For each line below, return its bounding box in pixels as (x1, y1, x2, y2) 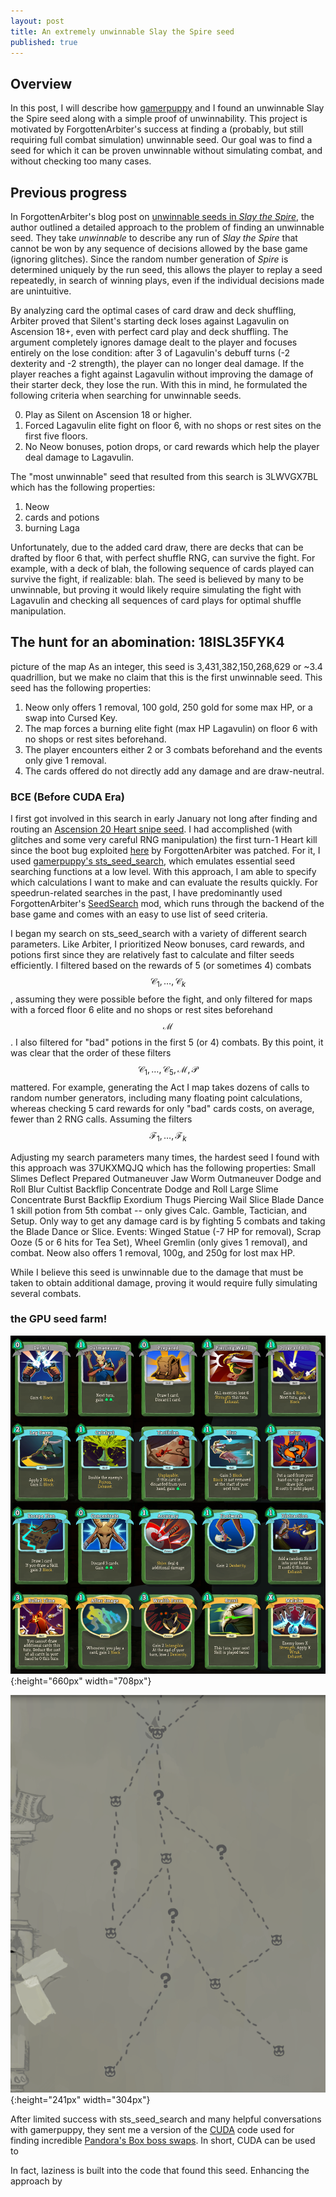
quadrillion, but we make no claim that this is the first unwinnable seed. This (10, 671, 323, 683)
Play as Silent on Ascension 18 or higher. (24, 409, 192, 420)
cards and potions (24, 511, 100, 523)
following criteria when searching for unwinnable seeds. (10, 390, 242, 401)
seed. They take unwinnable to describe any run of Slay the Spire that (10, 232, 298, 244)
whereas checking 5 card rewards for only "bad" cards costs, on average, (10, 1102, 315, 1114)
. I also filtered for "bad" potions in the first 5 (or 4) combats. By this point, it (10, 1036, 324, 1048)
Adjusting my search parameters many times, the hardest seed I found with (10, 1151, 320, 1163)
